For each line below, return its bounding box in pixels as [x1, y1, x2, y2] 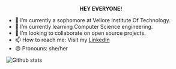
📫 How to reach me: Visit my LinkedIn [14, 36, 110, 43]
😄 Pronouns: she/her [14, 45, 68, 52]
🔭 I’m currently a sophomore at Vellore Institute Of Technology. [14, 17, 171, 23]
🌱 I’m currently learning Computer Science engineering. [14, 23, 153, 30]
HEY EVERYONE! [79, 5, 123, 12]
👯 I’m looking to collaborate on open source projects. [14, 29, 146, 37]
